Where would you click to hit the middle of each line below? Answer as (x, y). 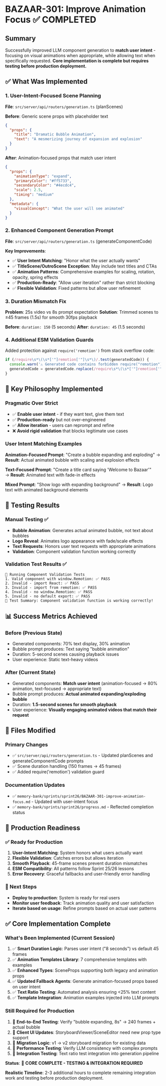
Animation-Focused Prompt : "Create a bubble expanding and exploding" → (83, 455)
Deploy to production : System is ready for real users (66, 897)
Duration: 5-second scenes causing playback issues (66, 654)
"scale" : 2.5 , (28, 190)
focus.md (21, 802)
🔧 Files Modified (30, 731)
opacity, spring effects (35, 277)
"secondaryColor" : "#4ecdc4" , (45, 185)
